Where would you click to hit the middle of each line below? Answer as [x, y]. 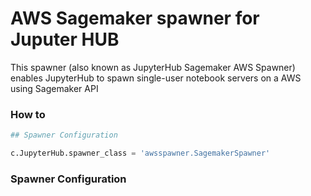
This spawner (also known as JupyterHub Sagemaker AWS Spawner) [153, 67]
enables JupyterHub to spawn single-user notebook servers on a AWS [156, 78]
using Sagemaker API [54, 88]
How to [28, 114]
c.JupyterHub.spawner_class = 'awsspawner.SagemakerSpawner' [140, 153]
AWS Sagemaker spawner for [135, 18]
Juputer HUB [65, 39]
